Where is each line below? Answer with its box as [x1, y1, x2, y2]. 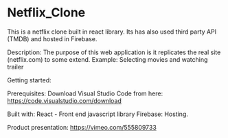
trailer [7, 62, 24, 71]
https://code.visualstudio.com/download [7, 96, 122, 104]
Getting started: [7, 76, 52, 84]
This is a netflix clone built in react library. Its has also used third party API [7, 27, 217, 36]
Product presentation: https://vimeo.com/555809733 [7, 123, 157, 131]
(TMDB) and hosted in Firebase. [7, 34, 98, 43]
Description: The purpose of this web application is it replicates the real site [7, 48, 221, 56]
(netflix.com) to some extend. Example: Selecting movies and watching [7, 55, 208, 63]
